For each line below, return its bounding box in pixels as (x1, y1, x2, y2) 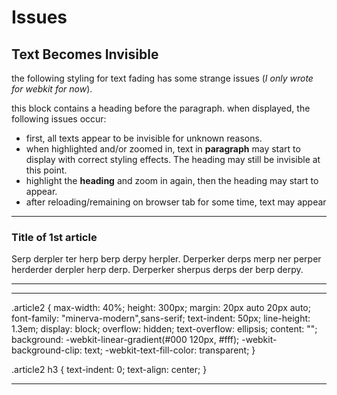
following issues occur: (11, 113, 107, 125)
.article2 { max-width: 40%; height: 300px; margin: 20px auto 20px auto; (11, 302, 311, 314)
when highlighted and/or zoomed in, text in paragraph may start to (25, 143, 301, 155)
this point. (25, 164, 68, 176)
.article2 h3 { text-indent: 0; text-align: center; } (11, 364, 208, 376)
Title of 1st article (11, 230, 98, 244)
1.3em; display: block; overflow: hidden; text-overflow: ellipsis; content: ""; (11, 323, 318, 335)
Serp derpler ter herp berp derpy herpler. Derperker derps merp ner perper (11, 253, 322, 265)
